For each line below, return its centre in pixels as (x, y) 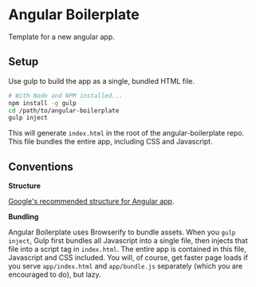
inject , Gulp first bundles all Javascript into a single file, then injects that (128, 241)
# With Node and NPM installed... (66, 96)
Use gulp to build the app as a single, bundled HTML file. (102, 81)
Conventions (41, 166)
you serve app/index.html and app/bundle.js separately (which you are (126, 266)
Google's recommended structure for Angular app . (91, 202)
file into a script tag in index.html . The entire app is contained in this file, (128, 250)
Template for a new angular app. (61, 37)
